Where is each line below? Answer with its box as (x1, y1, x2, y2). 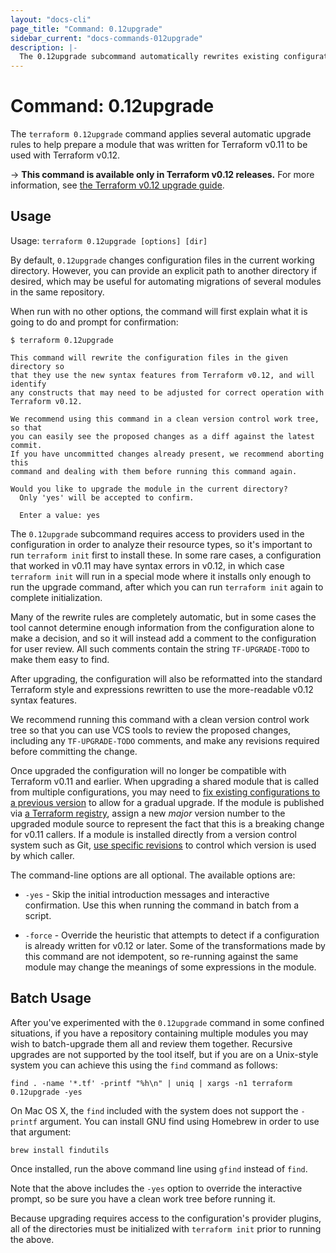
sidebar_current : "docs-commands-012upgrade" (10, 33, 203, 43)
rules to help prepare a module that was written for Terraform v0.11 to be (10, 139, 308, 151)
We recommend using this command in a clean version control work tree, (10, 414, 320, 424)
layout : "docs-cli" (10, 14, 92, 25)
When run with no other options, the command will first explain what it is (10, 305, 308, 317)
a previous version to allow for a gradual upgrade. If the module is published (10, 796, 325, 808)
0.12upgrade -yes (10, 1087, 83, 1097)
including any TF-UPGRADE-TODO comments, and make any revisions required (10, 734, 320, 746)
